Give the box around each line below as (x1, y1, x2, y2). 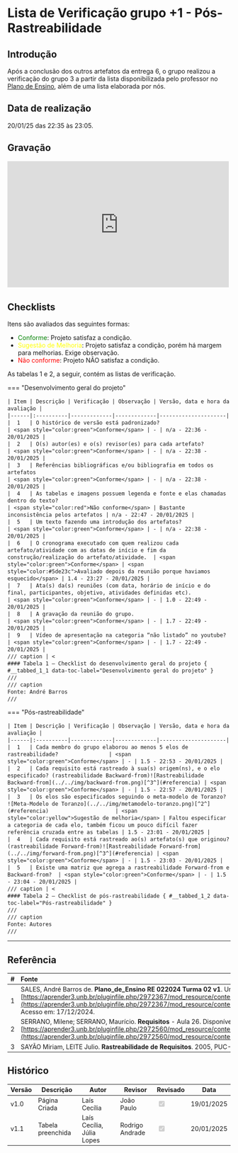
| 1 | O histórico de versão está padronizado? (7, 419, 160, 426)
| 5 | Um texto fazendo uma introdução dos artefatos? (7, 518, 182, 526)
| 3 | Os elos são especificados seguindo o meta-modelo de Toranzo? (7, 793, 227, 801)
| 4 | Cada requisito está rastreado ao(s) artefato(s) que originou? (7, 836, 230, 844)
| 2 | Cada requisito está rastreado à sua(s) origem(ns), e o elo (7, 765, 220, 773)
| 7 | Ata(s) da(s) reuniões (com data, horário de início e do (7, 582, 211, 589)
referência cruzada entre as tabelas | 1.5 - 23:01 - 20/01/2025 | (7, 829, 211, 836)
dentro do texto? (7, 497, 59, 504)
